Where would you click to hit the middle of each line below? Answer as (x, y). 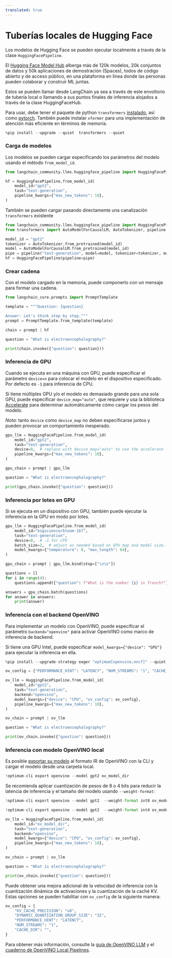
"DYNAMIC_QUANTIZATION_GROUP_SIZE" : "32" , (60, 915)
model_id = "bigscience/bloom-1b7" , (51, 531)
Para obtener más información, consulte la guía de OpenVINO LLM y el (80, 944)
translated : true (24, 10)
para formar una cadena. (31, 288)
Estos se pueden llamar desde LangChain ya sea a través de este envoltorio (85, 91)
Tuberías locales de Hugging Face (79, 35)
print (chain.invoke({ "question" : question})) (55, 348)
